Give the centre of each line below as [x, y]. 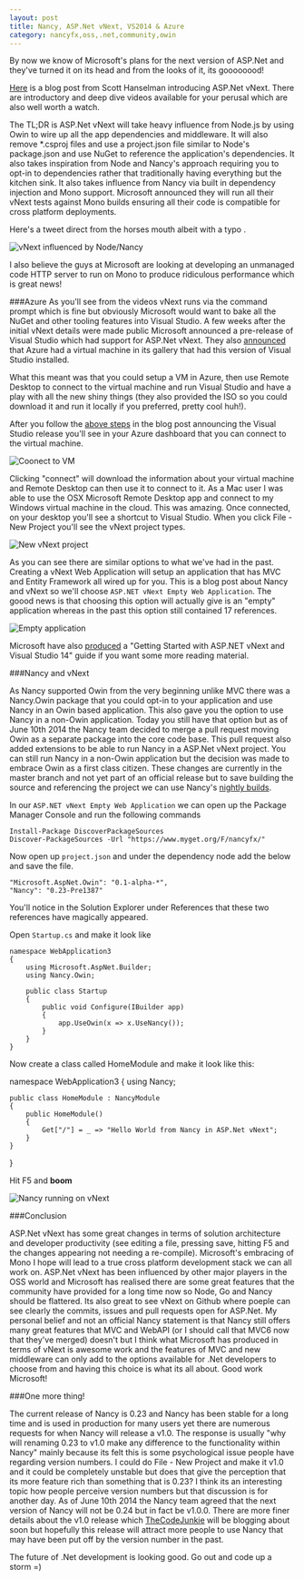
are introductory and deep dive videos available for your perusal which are [149, 97]
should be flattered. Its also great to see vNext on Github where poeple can [150, 1301]
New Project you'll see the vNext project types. [98, 527]
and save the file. [42, 866]
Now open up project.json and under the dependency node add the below [150, 856]
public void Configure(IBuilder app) [113, 1008]
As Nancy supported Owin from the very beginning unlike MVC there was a [150, 691]
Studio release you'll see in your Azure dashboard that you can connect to [148, 434]
